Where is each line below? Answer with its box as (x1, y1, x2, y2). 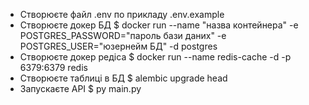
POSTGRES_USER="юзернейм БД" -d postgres (19, 40, 218, 52)
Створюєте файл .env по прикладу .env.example (19, 9, 225, 20)
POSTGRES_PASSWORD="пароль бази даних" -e (19, 30, 227, 41)
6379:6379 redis (19, 62, 88, 73)
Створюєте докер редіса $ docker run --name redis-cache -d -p (19, 51, 292, 63)
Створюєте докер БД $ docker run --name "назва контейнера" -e (19, 19, 299, 31)
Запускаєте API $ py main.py (19, 83, 142, 94)
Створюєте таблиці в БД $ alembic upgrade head (19, 72, 228, 84)
